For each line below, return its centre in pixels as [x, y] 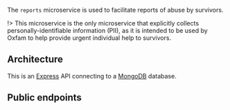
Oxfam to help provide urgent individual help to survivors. [89, 38]
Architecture [35, 59]
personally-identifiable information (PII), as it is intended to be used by [107, 31]
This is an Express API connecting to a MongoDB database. [92, 76]
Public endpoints [44, 98]
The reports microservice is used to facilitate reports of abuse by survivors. [115, 10]
